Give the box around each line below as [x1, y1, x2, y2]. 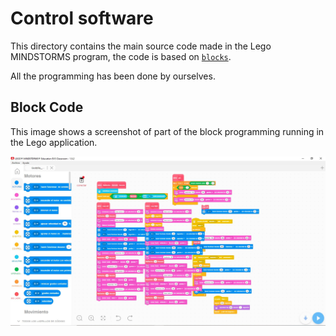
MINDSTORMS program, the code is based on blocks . [10, 50, 232, 62]
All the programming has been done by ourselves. [10, 70, 216, 82]
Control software [10, 7, 154, 30]
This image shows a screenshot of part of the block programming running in [10, 125, 325, 137]
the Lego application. [10, 136, 98, 148]
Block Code [10, 99, 84, 116]
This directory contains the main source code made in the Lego [10, 40, 272, 52]
